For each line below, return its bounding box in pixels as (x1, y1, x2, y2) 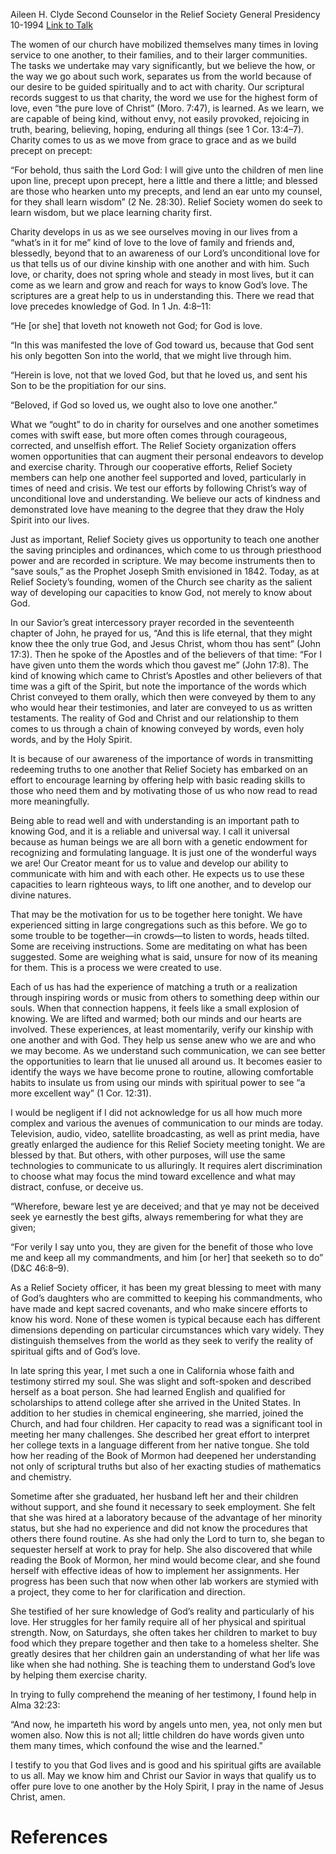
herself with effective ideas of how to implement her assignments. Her (10, 1565, 300, 1576)
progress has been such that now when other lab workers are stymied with (10, 1575, 319, 1587)
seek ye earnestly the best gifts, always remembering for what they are (10, 1211, 304, 1223)
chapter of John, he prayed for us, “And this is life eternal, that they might (10, 627, 313, 639)
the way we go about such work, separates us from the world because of (10, 70, 312, 82)
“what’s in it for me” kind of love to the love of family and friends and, (10, 237, 295, 248)
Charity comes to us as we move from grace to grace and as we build (10, 134, 297, 146)
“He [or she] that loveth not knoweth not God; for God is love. (10, 320, 263, 331)
